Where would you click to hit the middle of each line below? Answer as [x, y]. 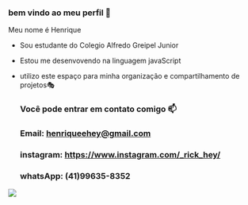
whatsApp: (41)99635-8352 [75, 176]
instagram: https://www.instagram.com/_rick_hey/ [120, 155]
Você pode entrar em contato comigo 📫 [98, 109]
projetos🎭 [37, 85]
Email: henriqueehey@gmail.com [85, 133]
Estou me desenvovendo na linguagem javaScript [100, 61]
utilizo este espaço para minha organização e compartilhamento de [130, 76]
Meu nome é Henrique [45, 30]
